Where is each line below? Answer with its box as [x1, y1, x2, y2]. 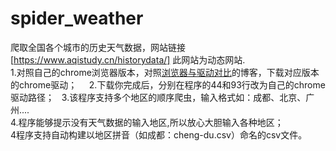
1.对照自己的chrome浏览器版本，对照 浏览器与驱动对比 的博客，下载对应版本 [10, 66, 320, 78]
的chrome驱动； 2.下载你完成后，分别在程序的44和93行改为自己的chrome [10, 78, 326, 91]
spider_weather [10, 7, 144, 30]
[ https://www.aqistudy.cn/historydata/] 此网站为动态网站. [10, 53, 246, 66]
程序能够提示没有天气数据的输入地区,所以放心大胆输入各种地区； [18, 116, 284, 128]
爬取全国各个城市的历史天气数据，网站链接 [10, 41, 186, 53]
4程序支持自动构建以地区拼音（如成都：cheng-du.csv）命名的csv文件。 [10, 128, 308, 141]
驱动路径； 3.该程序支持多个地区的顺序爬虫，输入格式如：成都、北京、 [10, 91, 307, 103]
